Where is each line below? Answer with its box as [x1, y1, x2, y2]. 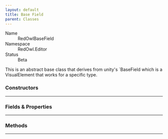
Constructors [5, 84, 38, 91]
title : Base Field [5, 12, 43, 17]
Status [5, 51, 18, 57]
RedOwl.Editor [17, 46, 47, 52]
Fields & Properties [5, 103, 52, 110]
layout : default [5, 7, 39, 12]
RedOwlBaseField [17, 35, 54, 41]
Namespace [5, 41, 30, 47]
